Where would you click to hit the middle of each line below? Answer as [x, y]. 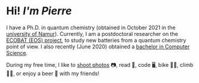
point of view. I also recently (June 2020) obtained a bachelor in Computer [98, 47]
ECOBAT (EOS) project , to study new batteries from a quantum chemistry [96, 40]
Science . [17, 53]
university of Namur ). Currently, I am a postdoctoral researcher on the [92, 33]
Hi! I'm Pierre [39, 11]
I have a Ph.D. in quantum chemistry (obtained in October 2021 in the [91, 27]
